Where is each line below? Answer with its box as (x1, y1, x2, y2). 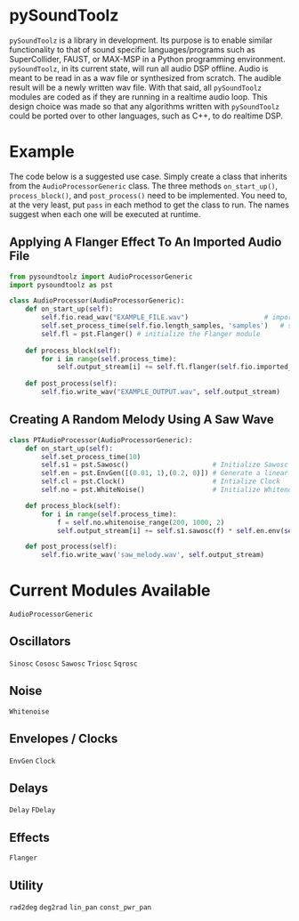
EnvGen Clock (9, 756, 56, 765)
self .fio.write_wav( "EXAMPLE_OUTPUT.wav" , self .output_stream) (41, 388, 280, 397)
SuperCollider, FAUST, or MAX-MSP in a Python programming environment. (9, 53, 287, 64)
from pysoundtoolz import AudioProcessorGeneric (9, 272, 193, 281)
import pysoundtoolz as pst (9, 280, 114, 289)
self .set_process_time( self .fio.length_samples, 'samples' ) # (41, 321, 285, 330)
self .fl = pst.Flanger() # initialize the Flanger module (41, 329, 261, 338)
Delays (9, 780, 49, 796)
